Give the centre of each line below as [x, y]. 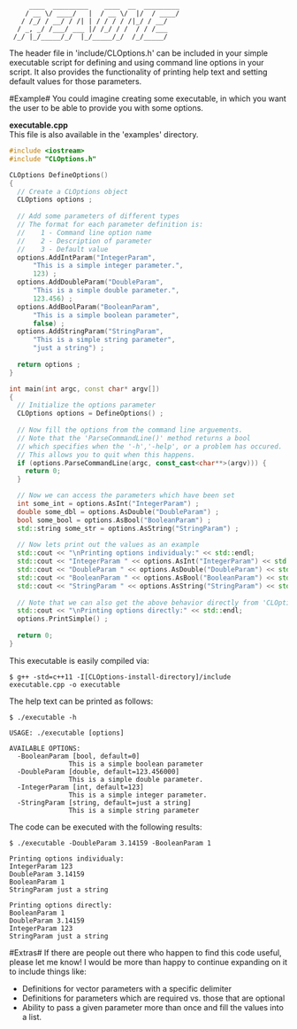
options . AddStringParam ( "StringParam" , [91, 331]
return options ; [49, 364]
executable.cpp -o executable [65, 684]
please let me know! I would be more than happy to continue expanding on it [148, 962]
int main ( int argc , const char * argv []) [85, 389]
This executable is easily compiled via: [79, 660]
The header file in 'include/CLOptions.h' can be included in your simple [138, 53]
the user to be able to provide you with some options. [106, 108]
